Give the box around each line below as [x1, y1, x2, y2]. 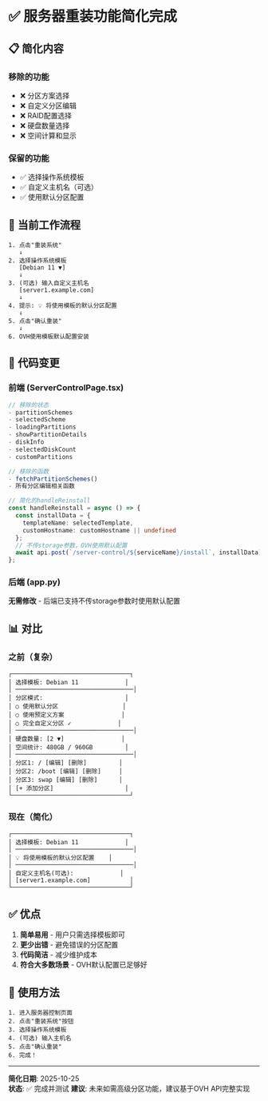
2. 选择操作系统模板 [8, 257, 67, 265]
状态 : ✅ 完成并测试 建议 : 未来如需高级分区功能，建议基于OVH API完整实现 [8, 1084, 250, 1094]
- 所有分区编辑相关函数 [8, 482, 76, 490]
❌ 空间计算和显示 [19, 130, 77, 140]
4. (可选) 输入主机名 [8, 1035, 72, 1043]
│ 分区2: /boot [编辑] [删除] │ [8, 768, 123, 776]
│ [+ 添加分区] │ [8, 784, 129, 792]
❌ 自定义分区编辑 [19, 101, 77, 110]
